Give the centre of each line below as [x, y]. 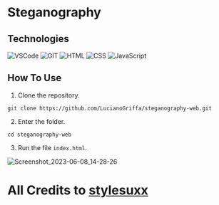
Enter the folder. [41, 121]
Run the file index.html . [52, 147]
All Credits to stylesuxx [78, 190]
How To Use [35, 78]
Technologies [39, 39]
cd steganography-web [40, 135]
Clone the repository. [49, 95]
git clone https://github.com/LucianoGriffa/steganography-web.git [110, 108]
